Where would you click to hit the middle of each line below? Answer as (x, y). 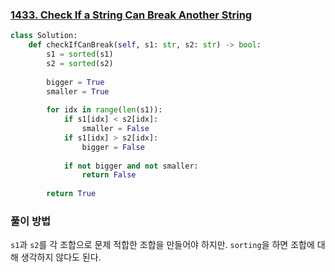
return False (109, 175)
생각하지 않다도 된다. (61, 257)
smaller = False (115, 129)
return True (71, 194)
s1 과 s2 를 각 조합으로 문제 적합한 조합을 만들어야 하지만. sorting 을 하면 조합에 (162, 245)
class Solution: (44, 36)
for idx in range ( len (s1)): (104, 110)
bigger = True (75, 82)
